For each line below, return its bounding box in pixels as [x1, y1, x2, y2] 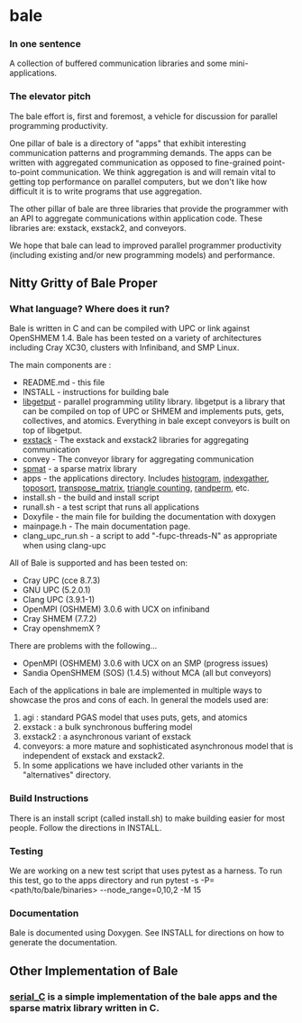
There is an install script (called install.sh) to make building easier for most [9, 813, 286, 824]
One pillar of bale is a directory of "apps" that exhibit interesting [9, 137, 246, 149]
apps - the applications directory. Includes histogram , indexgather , [22, 473, 270, 484]
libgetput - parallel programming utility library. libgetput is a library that [22, 396, 286, 407]
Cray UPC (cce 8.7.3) [22, 575, 101, 586]
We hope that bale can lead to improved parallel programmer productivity [9, 240, 282, 251]
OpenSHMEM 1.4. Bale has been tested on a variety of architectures [9, 333, 262, 344]
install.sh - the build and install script [22, 493, 160, 503]
